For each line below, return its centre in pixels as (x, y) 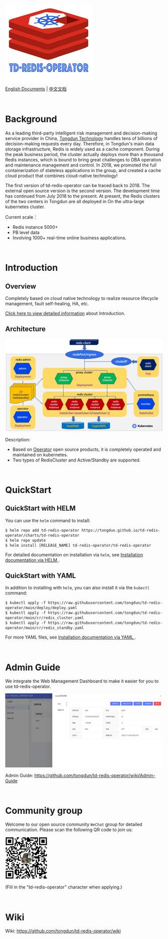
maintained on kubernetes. (40, 454)
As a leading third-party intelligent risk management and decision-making (81, 133)
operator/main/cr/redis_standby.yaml (45, 628)
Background (31, 119)
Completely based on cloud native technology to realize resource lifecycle (82, 298)
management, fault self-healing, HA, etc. (47, 303)
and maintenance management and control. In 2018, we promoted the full (81, 165)
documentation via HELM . (33, 560)
